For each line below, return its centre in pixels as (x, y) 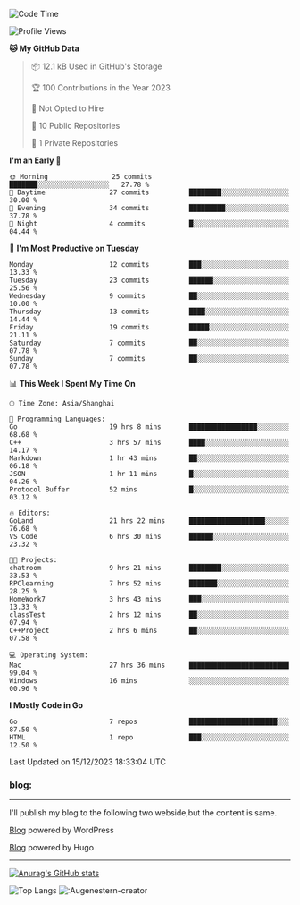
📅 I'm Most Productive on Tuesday (75, 248)
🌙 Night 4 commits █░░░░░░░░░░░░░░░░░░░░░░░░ (150, 224)
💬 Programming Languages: (57, 419)
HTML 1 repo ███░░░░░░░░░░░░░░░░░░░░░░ (150, 738)
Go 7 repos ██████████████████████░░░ (150, 721)
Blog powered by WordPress (62, 830)
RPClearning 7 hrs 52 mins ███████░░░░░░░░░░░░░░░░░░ (150, 584)
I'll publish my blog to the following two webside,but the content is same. (143, 813)
